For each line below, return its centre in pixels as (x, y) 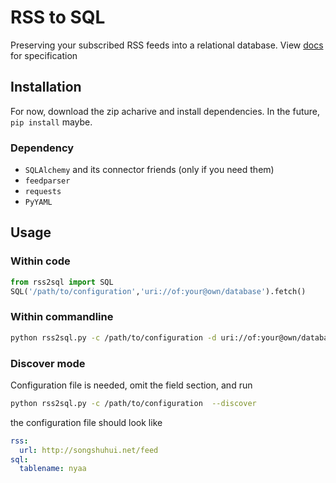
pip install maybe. (51, 122)
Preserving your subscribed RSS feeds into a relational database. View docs (167, 45)
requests (43, 192)
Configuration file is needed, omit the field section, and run (131, 385)
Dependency (42, 148)
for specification (44, 55)
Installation (46, 87)
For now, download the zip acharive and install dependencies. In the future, (165, 111)
